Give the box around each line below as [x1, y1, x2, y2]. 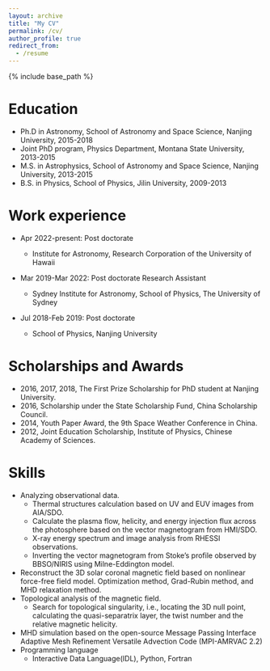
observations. [32, 542, 78, 551]
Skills [8, 464, 46, 482]
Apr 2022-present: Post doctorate [19, 233, 133, 243]
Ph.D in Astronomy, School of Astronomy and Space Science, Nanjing [19, 126, 252, 136]
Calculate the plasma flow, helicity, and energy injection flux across [32, 516, 257, 525]
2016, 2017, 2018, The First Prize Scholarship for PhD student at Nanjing [19, 383, 259, 393]
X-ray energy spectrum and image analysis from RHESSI [32, 533, 221, 542]
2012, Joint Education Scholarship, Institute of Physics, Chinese [19, 426, 233, 437]
